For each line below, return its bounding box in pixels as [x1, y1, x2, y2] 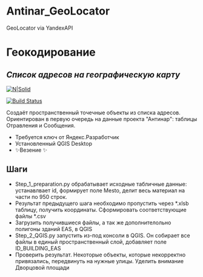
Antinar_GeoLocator [6, 4, 110, 18]
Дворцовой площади [15, 264, 70, 271]
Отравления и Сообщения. [6, 122, 76, 129]
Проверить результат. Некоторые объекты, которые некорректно [15, 251, 186, 258]
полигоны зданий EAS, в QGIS [15, 225, 93, 232]
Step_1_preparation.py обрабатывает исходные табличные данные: [15, 180, 187, 187]
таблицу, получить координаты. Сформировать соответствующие [15, 206, 187, 213]
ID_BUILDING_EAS [15, 244, 61, 252]
